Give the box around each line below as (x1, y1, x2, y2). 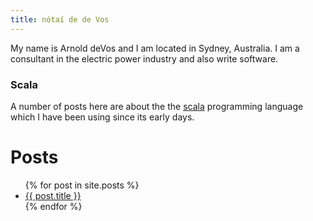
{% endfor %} (24, 200, 83, 212)
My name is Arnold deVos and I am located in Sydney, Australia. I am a (10, 42, 300, 54)
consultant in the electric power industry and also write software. (10, 52, 279, 65)
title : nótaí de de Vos (10, 14, 110, 25)
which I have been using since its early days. (10, 111, 195, 123)
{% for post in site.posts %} (24, 179, 140, 191)
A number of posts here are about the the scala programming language (10, 100, 304, 112)
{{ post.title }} (24, 189, 82, 201)
